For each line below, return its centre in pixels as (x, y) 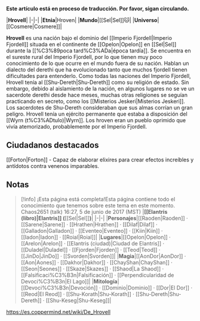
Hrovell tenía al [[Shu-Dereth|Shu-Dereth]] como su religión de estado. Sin (98, 82)
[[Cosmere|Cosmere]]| (34, 27)
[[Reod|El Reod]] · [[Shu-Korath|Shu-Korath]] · (77, 294)
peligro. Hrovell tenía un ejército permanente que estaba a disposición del (97, 114)
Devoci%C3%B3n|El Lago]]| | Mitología (69, 281)
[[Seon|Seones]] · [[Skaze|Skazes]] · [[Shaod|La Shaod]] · (92, 269)
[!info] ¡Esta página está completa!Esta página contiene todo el (98, 199)
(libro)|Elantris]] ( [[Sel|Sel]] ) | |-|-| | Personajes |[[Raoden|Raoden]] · (104, 218)
